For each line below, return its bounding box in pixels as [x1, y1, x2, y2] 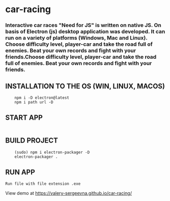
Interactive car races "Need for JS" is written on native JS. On [5, 22, 161, 29]
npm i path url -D [14, 99, 53, 105]
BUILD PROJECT [5, 136, 59, 145]
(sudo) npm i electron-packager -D [14, 150, 90, 155]
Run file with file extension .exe [5, 181, 81, 186]
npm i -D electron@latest [14, 95, 70, 100]
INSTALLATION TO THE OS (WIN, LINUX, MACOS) [5, 82, 165, 90]
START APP [5, 113, 43, 122]
